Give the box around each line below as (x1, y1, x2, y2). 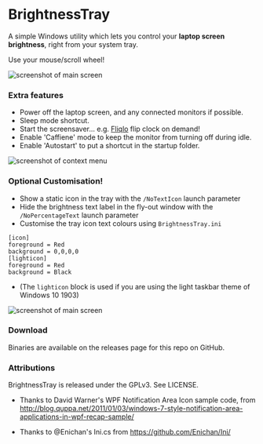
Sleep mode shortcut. (19, 116, 90, 126)
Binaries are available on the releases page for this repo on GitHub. (8, 343, 225, 352)
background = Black (8, 268, 72, 276)
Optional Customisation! (8, 176, 104, 187)
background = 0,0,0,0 (8, 247, 79, 256)
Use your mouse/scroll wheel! (8, 55, 104, 64)
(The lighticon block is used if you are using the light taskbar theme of (19, 282, 250, 291)
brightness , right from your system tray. (8, 39, 139, 49)
